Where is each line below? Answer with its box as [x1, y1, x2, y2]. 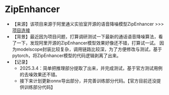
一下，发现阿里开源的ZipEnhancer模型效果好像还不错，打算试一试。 [16, 39, 159, 46]
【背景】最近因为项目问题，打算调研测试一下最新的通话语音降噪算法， [12, 33, 159, 39]
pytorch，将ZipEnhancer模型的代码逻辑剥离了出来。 [12, 52, 121, 59]
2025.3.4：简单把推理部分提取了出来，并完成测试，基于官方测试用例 [19, 65, 163, 71]
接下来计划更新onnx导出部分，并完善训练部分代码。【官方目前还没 [19, 77, 157, 84]
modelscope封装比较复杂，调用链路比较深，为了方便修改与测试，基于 [16, 46, 162, 52]
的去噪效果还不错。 [19, 71, 60, 77]
